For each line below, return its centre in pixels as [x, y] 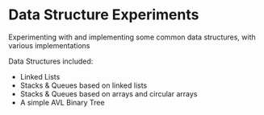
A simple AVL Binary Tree [62, 102]
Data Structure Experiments [104, 15]
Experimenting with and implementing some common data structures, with [132, 37]
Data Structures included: [51, 61]
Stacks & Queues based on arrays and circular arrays [109, 93]
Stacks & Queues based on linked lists [84, 85]
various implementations [49, 45]
